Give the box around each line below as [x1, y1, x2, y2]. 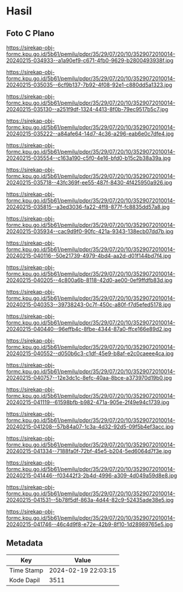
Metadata [6, 538, 43, 548]
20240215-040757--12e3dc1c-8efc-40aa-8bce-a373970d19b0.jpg [6, 374, 172, 381]
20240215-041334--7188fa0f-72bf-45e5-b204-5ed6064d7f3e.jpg [6, 448, 172, 454]
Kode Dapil [9, 576, 40, 584]
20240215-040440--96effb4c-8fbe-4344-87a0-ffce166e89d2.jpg [6, 326, 172, 332]
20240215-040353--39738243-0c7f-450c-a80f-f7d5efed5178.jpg [6, 301, 171, 308]
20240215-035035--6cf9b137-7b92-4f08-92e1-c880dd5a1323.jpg [6, 81, 173, 88]
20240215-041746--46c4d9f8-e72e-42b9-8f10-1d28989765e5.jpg [6, 521, 173, 528]
